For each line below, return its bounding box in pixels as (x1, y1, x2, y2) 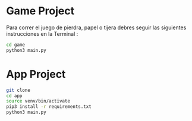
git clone (6, 87, 31, 93)
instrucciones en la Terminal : (6, 30, 78, 37)
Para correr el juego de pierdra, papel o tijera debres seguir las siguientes (6, 24, 187, 31)
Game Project (6, 4, 75, 18)
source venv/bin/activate (6, 98, 70, 104)
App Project (6, 67, 66, 81)
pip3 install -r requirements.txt (6, 104, 92, 110)
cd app (6, 92, 23, 99)
